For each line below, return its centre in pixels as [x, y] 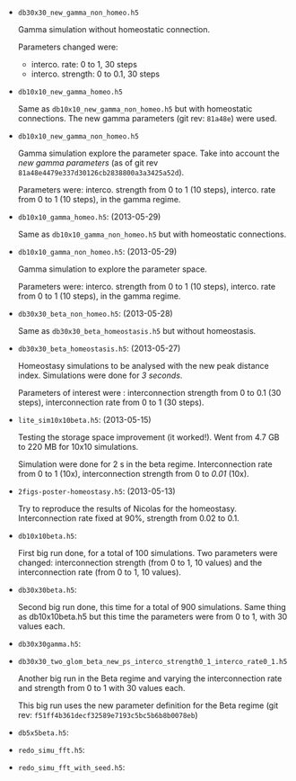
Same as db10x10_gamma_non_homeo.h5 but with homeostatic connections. [152, 234]
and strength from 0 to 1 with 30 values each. [101, 688]
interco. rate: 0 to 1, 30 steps [84, 64]
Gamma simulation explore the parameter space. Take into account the [148, 153]
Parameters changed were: [68, 47]
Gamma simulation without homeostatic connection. [114, 29]
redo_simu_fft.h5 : [51, 750]
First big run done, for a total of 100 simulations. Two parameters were [148, 553]
